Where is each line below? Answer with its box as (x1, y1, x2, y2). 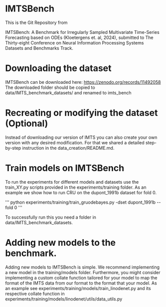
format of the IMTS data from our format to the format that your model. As (5, 280, 157, 286)
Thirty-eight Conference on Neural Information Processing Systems (5, 39, 144, 45)
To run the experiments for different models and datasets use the (5, 179, 139, 185)
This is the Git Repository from (5, 19, 68, 25)
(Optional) (5, 118, 48, 129)
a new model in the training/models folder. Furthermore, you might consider (5, 269, 161, 275)
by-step (5, 145, 21, 151)
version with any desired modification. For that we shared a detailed (5, 139, 145, 145)
